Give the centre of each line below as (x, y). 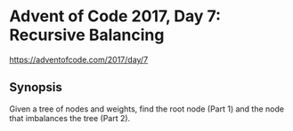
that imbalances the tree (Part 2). (70, 118)
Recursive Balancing (87, 35)
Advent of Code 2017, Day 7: (115, 16)
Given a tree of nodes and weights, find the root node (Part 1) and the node (147, 109)
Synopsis (36, 87)
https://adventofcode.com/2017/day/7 (79, 59)
